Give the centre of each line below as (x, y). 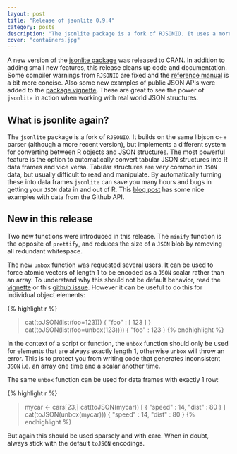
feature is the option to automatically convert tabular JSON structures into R (117, 159)
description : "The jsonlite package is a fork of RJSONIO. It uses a (112, 34)
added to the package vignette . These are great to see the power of (106, 90)
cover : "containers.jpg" (44, 40)
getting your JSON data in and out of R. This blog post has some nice (106, 189)
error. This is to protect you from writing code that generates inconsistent (114, 358)
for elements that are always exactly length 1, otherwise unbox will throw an (116, 351)
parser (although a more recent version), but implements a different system (117, 144)
